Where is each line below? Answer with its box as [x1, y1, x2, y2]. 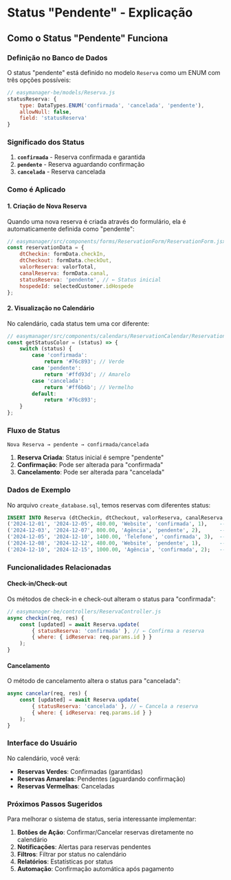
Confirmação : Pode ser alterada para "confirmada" [16, 461, 164, 469]
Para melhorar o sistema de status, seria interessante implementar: [7, 815, 197, 824]
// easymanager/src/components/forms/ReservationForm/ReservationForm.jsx [7, 238, 226, 245]
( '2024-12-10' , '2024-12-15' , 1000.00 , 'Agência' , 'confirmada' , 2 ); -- [7, 546, 226, 553]
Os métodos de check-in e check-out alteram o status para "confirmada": [7, 594, 216, 603]
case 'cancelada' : [32, 377, 85, 384]
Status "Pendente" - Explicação [7, 5, 193, 21]
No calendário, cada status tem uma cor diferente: [7, 319, 150, 328]
